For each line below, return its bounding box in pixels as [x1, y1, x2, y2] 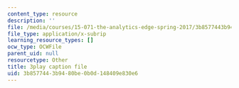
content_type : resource [7, 10, 78, 18]
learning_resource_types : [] [7, 37, 94, 44]
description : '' [7, 17, 55, 24]
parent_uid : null [7, 50, 59, 57]
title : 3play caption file [7, 63, 87, 70]
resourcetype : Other [7, 57, 69, 64]
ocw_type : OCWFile [7, 43, 62, 50]
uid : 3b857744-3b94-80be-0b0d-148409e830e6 [7, 70, 139, 77]
